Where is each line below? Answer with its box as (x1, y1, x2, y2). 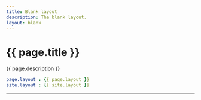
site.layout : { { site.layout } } (6, 82, 90, 88)
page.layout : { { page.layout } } (6, 77, 90, 83)
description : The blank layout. (6, 14, 87, 20)
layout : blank (6, 20, 42, 26)
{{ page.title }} (6, 45, 80, 59)
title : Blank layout (6, 8, 58, 15)
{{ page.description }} (6, 65, 60, 72)
